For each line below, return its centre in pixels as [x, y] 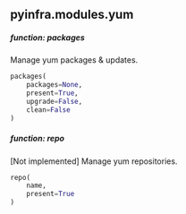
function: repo [38, 139]
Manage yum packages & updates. [74, 60]
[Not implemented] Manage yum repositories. [94, 161]
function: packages [48, 37]
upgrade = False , [55, 101]
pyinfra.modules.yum [72, 15]
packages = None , [55, 85]
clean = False [48, 110]
